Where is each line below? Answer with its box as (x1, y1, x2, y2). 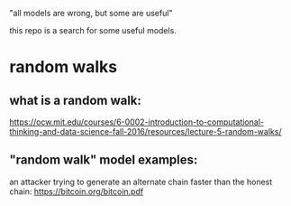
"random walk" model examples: (9, 153, 198, 168)
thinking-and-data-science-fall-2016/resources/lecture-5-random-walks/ (9, 126, 282, 136)
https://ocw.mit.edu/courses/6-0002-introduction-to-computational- (9, 117, 264, 127)
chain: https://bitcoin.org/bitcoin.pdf (9, 185, 144, 197)
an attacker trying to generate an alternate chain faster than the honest (9, 176, 273, 187)
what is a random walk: (9, 92, 142, 108)
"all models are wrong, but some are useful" (9, 8, 173, 18)
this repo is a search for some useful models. (9, 25, 177, 35)
